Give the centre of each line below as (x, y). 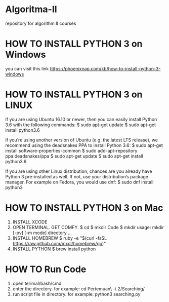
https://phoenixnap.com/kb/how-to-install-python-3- (105, 68)
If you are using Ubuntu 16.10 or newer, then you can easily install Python (81, 119)
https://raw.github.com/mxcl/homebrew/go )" (59, 243)
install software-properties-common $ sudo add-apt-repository (71, 150)
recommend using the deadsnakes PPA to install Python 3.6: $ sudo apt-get (84, 145)
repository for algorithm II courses (41, 23)
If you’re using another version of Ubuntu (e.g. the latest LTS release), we (82, 140)
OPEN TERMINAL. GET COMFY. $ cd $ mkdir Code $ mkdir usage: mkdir (88, 227)
